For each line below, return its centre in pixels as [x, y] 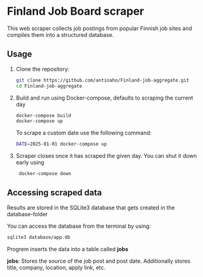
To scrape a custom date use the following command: [84, 133]
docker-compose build [43, 115]
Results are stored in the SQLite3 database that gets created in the [91, 208]
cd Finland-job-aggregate [49, 86]
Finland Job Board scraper [76, 11]
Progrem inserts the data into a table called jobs [67, 249]
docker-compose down [45, 174]
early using [30, 162]
